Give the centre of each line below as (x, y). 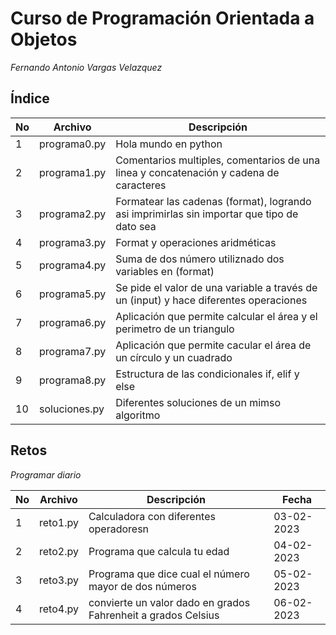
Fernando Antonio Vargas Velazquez (86, 67)
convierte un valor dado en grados (169, 602)
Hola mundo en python (169, 144)
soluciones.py (72, 409)
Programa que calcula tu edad (159, 551)
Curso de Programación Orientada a (162, 18)
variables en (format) (165, 271)
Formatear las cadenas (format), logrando (213, 201)
